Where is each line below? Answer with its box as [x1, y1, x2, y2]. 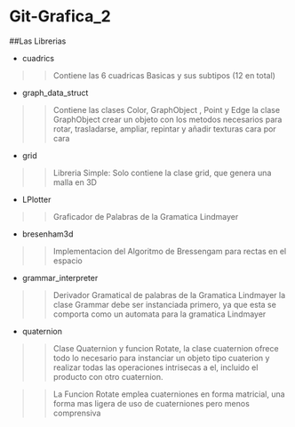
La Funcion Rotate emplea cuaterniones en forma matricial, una [52, 389, 286, 399]
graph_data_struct [21, 87, 89, 98]
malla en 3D [52, 176, 98, 188]
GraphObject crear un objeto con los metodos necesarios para [52, 114, 283, 125]
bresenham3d [21, 229, 74, 239]
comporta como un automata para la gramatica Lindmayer [52, 309, 267, 319]
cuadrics [21, 52, 55, 63]
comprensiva [52, 407, 101, 418]
